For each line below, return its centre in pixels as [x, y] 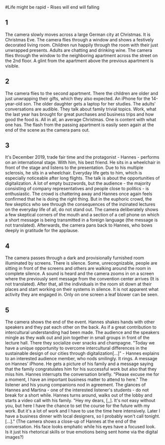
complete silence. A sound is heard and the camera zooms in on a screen [80, 274]
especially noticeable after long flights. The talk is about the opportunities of [82, 178]
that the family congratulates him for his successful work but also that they [81, 369]
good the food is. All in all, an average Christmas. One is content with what [81, 119]
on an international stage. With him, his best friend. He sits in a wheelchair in [83, 163]
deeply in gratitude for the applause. [42, 231]
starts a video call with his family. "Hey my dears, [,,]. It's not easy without [80, 401]
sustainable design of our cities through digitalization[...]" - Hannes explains [82, 353]
